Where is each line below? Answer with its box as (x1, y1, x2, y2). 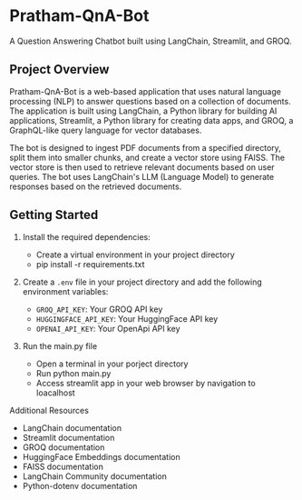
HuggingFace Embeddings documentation (22, 451, 181, 462)
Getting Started (9, 207, 99, 223)
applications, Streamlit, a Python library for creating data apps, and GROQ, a (9, 115, 294, 125)
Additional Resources (9, 405, 89, 415)
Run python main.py (35, 367, 112, 378)
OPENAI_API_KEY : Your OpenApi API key (35, 323, 180, 334)
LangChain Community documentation (22, 470, 168, 482)
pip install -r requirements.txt (35, 258, 145, 269)
